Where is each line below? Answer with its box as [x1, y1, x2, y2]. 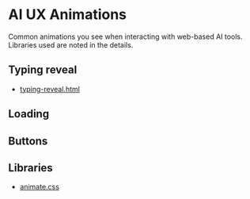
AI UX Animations [8, 6, 127, 24]
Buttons [8, 134, 48, 147]
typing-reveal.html [19, 84, 81, 94]
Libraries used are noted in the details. [8, 40, 134, 49]
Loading [8, 107, 50, 121]
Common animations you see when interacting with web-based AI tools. [8, 32, 243, 41]
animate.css [19, 182, 59, 192]
